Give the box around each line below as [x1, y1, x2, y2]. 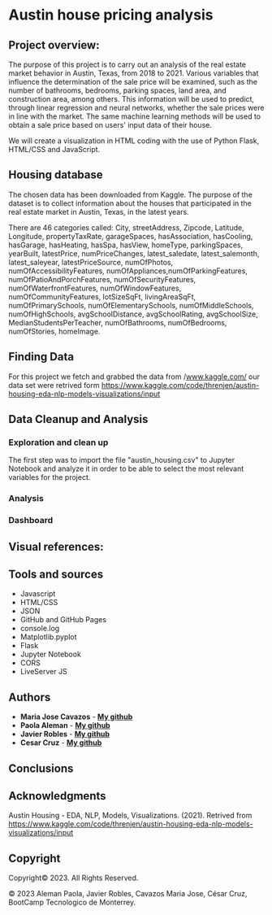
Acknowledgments [8, 789, 107, 803]
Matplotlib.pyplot [19, 632, 77, 642]
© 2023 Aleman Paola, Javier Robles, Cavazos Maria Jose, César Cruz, [8, 889, 248, 899]
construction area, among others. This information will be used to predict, [8, 94, 254, 103]
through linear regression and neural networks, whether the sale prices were [8, 103, 265, 112]
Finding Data [8, 350, 75, 364]
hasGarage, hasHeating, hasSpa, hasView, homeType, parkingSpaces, [8, 240, 244, 250]
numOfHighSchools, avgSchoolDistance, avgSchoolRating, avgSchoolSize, [8, 309, 258, 319]
